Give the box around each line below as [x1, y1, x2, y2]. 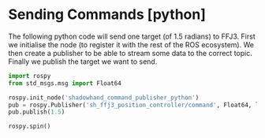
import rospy [8, 72, 51, 80]
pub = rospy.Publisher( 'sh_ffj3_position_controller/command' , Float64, [8, 101, 252, 109]
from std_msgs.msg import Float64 [8, 79, 122, 88]
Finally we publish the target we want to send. [8, 57, 158, 66]
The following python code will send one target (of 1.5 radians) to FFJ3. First [8, 32, 256, 41]
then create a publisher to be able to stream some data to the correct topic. [8, 48, 252, 58]
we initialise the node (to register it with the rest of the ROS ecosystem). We [8, 39, 255, 49]
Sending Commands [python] [8, 6, 207, 24]
